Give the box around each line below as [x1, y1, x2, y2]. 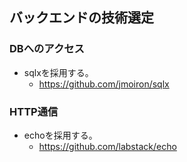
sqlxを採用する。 [23, 66, 94, 78]
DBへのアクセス [9, 42, 85, 56]
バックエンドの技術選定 [9, 9, 154, 27]
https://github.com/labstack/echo [38, 140, 177, 152]
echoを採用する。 [23, 129, 98, 141]
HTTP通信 [9, 104, 59, 118]
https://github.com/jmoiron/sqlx [38, 78, 170, 90]
